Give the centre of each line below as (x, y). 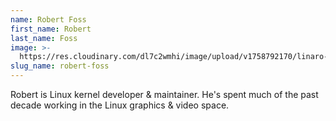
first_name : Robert (51, 29)
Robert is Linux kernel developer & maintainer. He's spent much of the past (164, 94)
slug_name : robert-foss (60, 66)
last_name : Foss (44, 38)
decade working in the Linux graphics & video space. (120, 105)
